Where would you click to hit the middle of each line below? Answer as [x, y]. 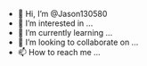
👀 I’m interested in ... [55, 23]
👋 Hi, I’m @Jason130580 [62, 14]
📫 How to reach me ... [59, 52]
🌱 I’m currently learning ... [65, 33]
